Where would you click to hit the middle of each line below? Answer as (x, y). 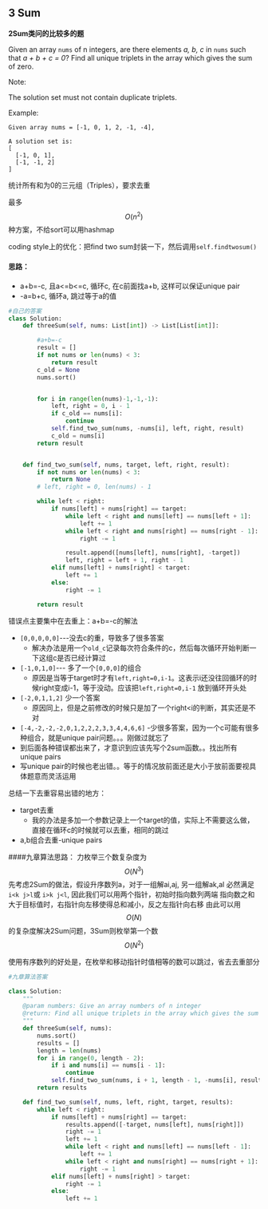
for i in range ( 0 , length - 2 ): (91, 1058)
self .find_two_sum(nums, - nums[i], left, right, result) (148, 429)
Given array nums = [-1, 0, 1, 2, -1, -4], (82, 127)
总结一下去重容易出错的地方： (57, 793)
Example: (24, 113)
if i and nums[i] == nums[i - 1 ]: (108, 1065)
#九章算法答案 (28, 977)
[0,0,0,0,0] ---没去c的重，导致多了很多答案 (92, 637)
